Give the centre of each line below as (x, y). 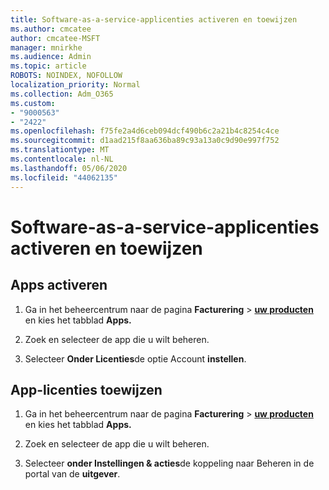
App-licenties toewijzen (86, 389)
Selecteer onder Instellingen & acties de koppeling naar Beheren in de (169, 463)
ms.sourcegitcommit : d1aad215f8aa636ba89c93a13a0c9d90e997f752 (145, 141)
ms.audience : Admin (51, 57)
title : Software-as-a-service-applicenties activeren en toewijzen (154, 19)
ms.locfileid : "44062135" (64, 177)
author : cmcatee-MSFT (55, 38)
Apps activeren (59, 285)
